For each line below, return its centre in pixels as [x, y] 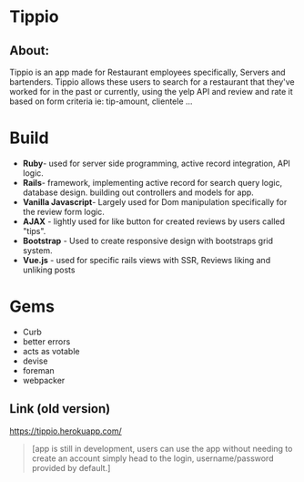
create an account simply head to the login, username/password [152, 458]
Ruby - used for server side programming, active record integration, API [157, 163]
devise [35, 361]
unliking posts [49, 270]
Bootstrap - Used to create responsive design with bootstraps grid [148, 241]
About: [30, 51]
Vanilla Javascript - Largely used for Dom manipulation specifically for [155, 201]
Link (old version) [60, 409]
